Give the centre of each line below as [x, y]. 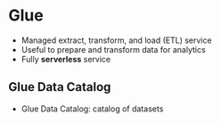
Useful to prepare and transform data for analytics [113, 49]
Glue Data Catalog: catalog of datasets [92, 109]
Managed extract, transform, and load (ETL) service [116, 40]
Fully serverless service [66, 59]
